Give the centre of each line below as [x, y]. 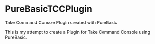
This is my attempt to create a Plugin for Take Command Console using [77, 32]
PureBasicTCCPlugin [49, 9]
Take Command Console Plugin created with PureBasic [61, 22]
